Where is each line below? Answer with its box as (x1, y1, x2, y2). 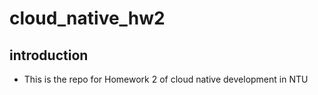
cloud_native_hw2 (9, 7, 166, 30)
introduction (9, 47, 89, 64)
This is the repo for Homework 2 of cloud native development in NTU (23, 73, 309, 85)
